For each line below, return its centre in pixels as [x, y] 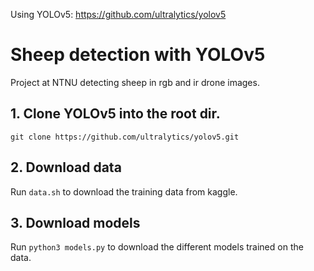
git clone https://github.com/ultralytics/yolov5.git [125, 137]
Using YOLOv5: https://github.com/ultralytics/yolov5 [118, 14]
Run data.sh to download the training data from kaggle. [124, 191]
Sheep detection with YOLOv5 [138, 55]
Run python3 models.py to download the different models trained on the [157, 247]
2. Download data [66, 167]
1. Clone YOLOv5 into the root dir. [115, 114]
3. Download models [75, 222]
